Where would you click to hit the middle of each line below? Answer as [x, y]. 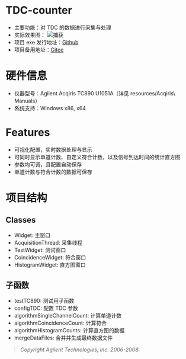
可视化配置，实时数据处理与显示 [53, 149]
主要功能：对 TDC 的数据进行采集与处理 [63, 27]
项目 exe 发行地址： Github [46, 42]
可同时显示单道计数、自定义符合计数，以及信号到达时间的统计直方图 [97, 157]
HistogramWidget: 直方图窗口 [50, 265]
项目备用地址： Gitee [39, 49]
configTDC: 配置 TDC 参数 [46, 308]
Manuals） [27, 101]
